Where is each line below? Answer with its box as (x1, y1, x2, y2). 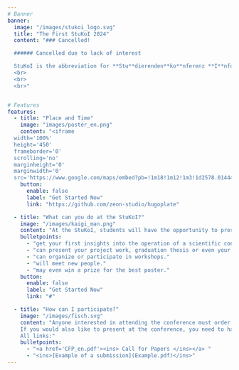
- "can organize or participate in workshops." (26, 253, 171, 260)
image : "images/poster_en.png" (20, 122, 113, 129)
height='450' (14, 141, 53, 148)
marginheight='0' (14, 161, 65, 168)
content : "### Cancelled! (14, 37, 91, 44)
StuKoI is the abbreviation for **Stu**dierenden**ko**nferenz (14, 63, 205, 70)
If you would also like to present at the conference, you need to (20, 325, 224, 333)
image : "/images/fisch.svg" (20, 312, 103, 319)
